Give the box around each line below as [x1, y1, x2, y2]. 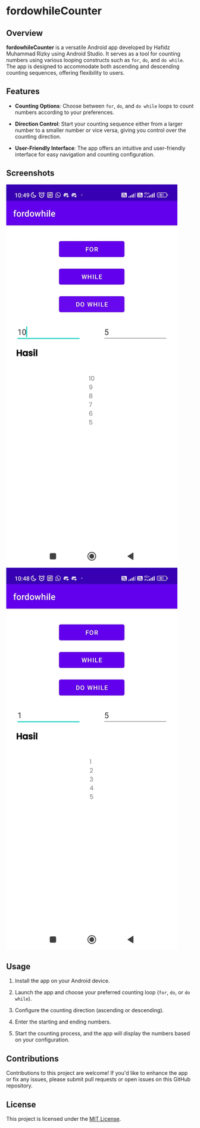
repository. [6, 1082, 33, 1089]
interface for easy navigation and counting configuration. [14, 150, 155, 158]
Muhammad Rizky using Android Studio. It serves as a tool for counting [6, 50, 180, 57]
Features [6, 87, 40, 97]
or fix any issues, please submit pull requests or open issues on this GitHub [6, 1076, 191, 1083]
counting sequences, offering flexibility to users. [6, 69, 125, 76]
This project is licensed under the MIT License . [6, 1115, 121, 1123]
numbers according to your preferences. [14, 109, 115, 116]
